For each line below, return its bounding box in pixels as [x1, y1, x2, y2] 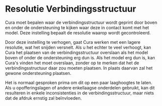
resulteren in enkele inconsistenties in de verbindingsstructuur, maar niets [5, 90, 154, 96]
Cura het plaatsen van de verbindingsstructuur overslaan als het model [5, 50, 148, 55]
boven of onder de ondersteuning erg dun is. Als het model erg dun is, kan [5, 54, 155, 60]
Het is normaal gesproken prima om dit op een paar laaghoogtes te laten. [5, 79, 153, 86]
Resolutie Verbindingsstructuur [5, 3, 136, 15]
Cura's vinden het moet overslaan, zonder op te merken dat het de [5, 60, 139, 66]
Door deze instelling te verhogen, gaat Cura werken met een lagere [5, 39, 141, 45]
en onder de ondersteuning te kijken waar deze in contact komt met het [5, 24, 149, 30]
